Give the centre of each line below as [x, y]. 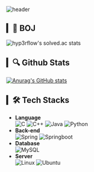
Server [24, 156]
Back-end [27, 131]
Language [28, 117]
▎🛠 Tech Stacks [38, 100]
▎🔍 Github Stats [38, 63]
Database [27, 144]
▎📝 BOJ [21, 28]
